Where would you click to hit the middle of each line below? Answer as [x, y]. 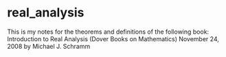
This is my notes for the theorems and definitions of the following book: [108, 32]
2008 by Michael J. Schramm [49, 46]
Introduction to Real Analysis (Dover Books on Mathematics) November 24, [113, 38]
